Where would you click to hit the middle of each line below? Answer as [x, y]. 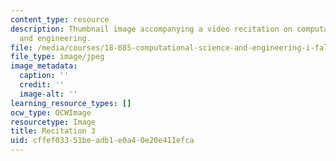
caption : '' [44, 76]
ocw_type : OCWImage [51, 112]
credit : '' [42, 85]
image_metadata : [44, 66]
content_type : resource [60, 19]
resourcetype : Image [53, 122]
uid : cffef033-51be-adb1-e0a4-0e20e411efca [102, 141]
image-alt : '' [48, 94]
